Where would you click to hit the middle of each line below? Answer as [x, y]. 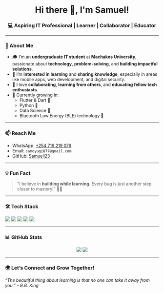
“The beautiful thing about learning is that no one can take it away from [77, 280]
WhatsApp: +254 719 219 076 [42, 146]
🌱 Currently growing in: [35, 95]
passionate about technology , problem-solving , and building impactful [85, 63]
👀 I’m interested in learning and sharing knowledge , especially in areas [85, 74]
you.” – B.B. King [22, 286]
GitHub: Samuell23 [31, 156]
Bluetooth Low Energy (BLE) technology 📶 [61, 115]
